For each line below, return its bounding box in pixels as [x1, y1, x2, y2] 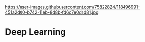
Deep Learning [5, 26, 66, 38]
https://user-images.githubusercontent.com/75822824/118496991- [5, 4, 140, 10]
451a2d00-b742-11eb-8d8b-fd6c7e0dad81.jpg [5, 9, 99, 15]
